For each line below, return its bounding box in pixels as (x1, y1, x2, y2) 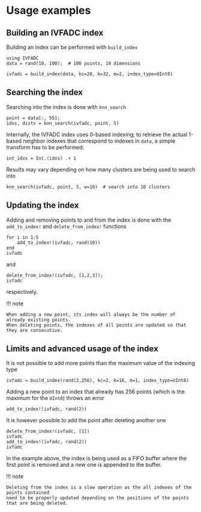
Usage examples (6, 4, 91, 17)
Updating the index (6, 200, 79, 211)
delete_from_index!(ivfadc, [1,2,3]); (6, 272, 103, 278)
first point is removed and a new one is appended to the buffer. (6, 461, 162, 469)
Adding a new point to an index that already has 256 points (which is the (6, 388, 185, 395)
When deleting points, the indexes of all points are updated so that (6, 322, 187, 328)
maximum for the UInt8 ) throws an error (6, 395, 105, 402)
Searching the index (6, 87, 83, 98)
